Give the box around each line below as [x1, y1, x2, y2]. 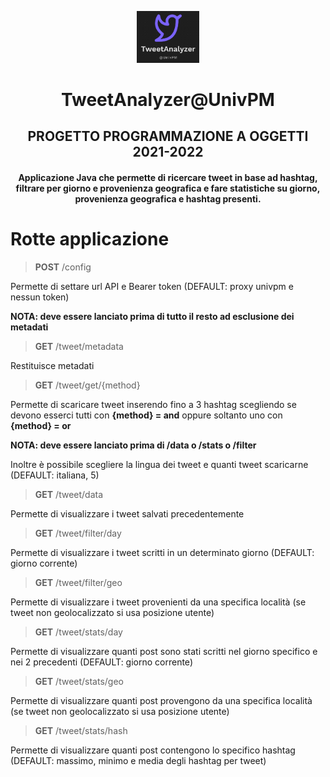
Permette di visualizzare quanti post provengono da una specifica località [10, 694, 313, 706]
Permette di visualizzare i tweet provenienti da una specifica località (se [10, 596, 307, 608]
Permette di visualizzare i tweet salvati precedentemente [10, 507, 245, 520]
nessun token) [10, 291, 70, 303]
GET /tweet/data [34, 488, 104, 500]
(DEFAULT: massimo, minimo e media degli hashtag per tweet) [10, 754, 267, 766]
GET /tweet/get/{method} [34, 379, 141, 391]
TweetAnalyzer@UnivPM [61, 88, 275, 111]
